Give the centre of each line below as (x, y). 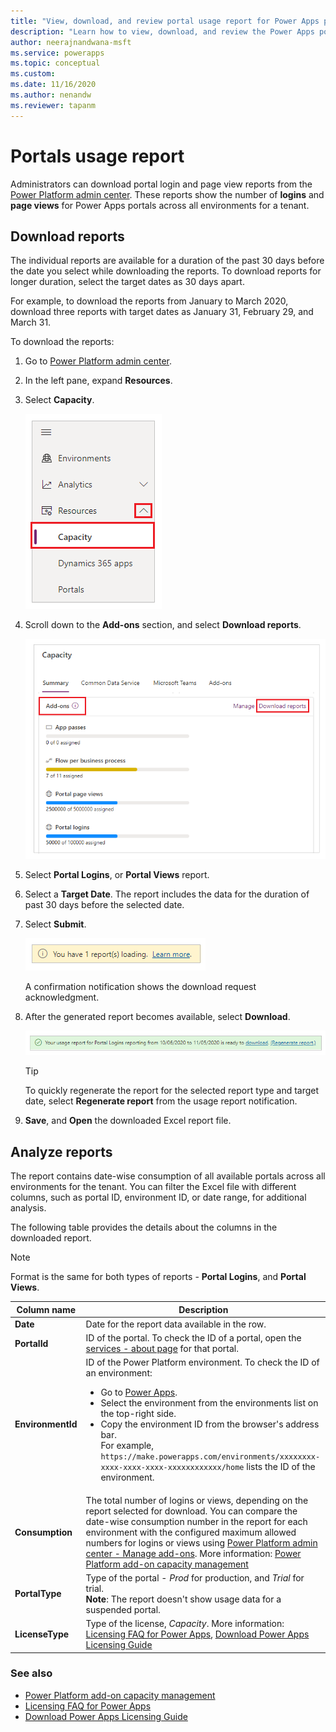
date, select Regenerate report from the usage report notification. (161, 1101)
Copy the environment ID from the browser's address (210, 1424)
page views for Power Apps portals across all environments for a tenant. (160, 205)
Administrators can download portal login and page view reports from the (161, 184)
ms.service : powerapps (57, 53)
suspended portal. (123, 1609)
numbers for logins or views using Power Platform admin (201, 1542)
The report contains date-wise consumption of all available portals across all (168, 1176)
